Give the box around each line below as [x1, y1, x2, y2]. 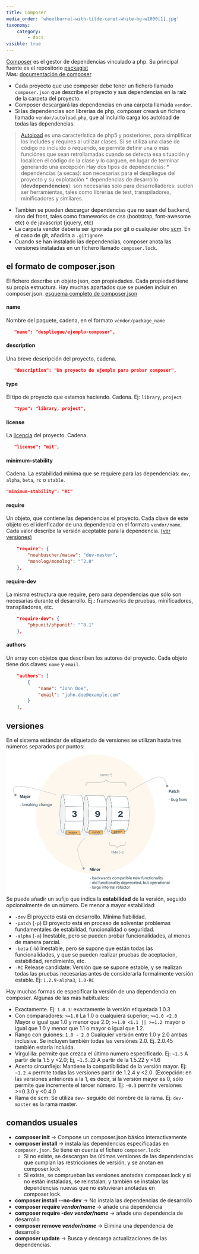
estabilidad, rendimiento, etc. [14, 958, 86, 965]
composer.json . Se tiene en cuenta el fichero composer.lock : [14, 1146, 160, 1153]
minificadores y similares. [20, 195, 84, 202]
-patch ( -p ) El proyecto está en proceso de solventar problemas [14, 920, 171, 927]
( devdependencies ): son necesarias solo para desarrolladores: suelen [20, 182, 194, 189]
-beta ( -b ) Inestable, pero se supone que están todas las [14, 945, 153, 952]
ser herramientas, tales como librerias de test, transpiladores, [20, 189, 171, 196]
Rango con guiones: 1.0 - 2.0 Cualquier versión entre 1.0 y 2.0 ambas [14, 1031, 188, 1038]
